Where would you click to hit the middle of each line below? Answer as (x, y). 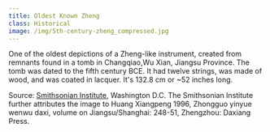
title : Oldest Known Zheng (54, 16)
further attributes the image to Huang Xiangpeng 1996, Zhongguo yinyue (130, 104)
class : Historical (39, 23)
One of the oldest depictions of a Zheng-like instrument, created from (125, 54)
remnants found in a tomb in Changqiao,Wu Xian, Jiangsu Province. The (129, 62)
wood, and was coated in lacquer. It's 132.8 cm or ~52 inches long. (121, 80)
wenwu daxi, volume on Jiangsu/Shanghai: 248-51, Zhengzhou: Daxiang (130, 113)
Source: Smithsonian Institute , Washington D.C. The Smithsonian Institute (131, 96)
